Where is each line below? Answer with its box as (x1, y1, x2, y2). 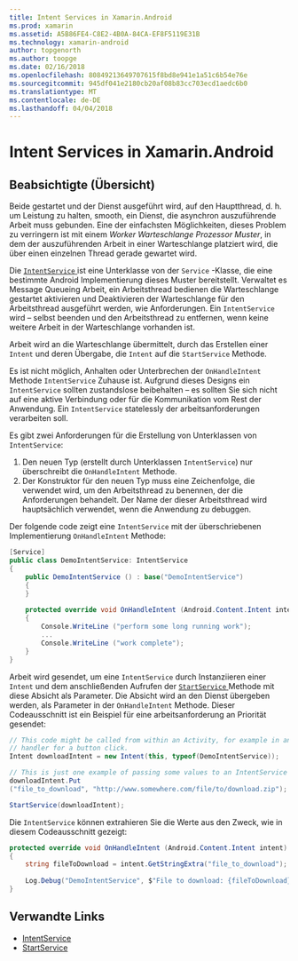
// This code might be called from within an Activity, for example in (9, 735, 279, 744)
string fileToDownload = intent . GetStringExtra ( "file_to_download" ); (25, 860, 288, 869)
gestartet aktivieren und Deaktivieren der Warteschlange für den (9, 294, 245, 305)
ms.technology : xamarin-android (9, 37, 129, 47)
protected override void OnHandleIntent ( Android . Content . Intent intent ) (9, 843, 288, 853)
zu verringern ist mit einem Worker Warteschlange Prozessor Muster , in (9, 229, 272, 240)
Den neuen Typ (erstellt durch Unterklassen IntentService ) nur (21, 457, 253, 467)
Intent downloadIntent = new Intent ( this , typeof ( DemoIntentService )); (9, 752, 279, 761)
